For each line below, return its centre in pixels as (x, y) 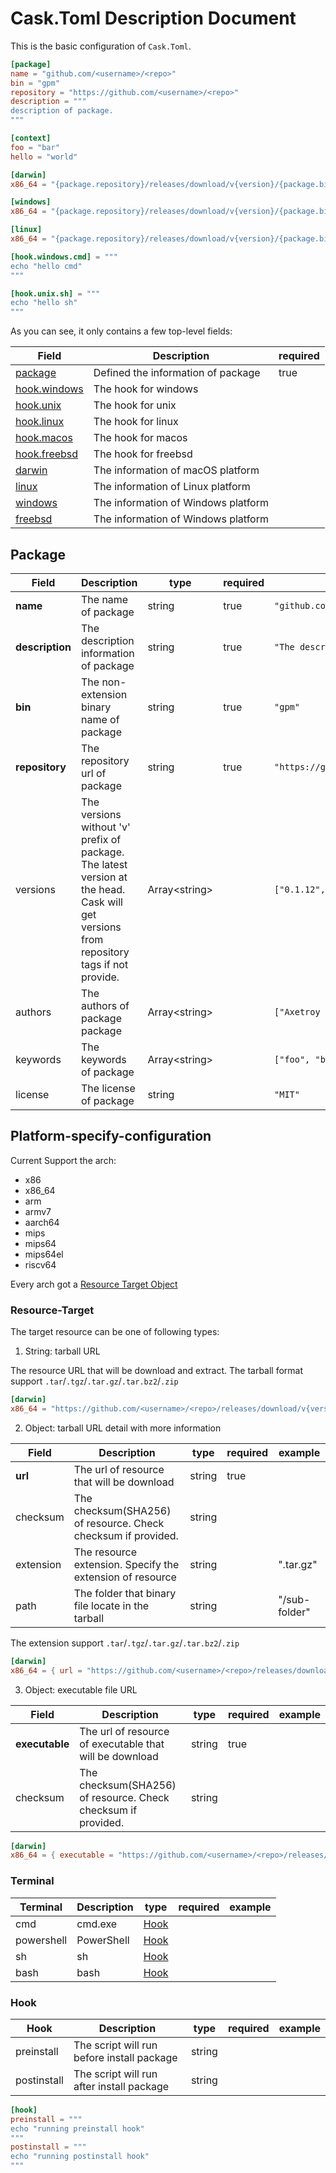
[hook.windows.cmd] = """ (64, 257)
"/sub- (294, 1599)
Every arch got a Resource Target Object (94, 1284)
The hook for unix (135, 405)
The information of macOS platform (176, 470)
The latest (104, 864)
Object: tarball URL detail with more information (123, 1428)
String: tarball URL (62, 1351)
